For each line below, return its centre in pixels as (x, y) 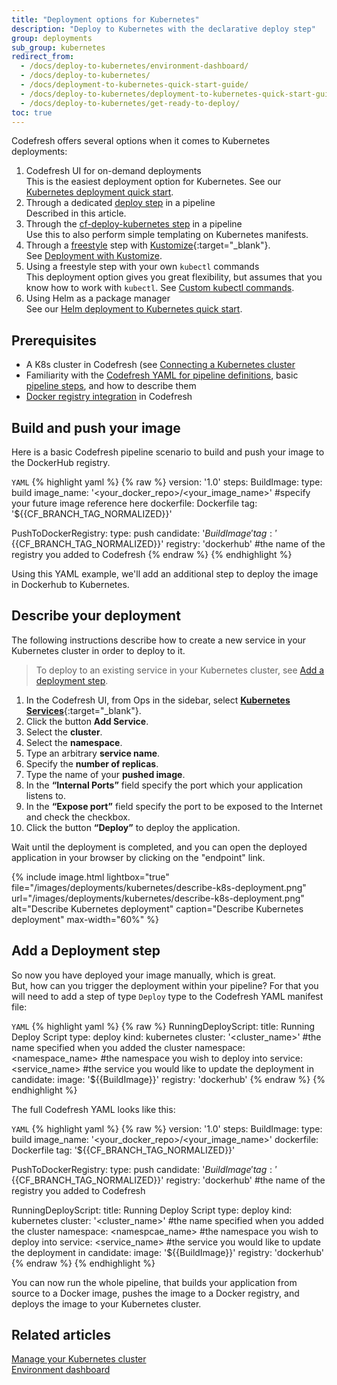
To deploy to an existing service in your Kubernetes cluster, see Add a (180, 670)
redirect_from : (43, 57)
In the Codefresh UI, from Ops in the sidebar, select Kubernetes (158, 700)
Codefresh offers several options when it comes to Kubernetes (141, 141)
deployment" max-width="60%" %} (85, 919)
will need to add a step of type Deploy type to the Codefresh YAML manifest (167, 996)
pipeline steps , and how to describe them (111, 386)
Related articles (61, 1335)
